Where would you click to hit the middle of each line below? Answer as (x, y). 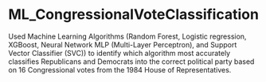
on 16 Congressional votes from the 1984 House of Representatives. (120, 69)
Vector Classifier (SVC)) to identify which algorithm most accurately (119, 53)
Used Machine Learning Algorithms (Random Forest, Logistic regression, (127, 36)
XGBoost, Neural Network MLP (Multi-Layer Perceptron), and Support (123, 44)
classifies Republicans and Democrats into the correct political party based (131, 61)
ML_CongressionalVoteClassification (133, 15)
